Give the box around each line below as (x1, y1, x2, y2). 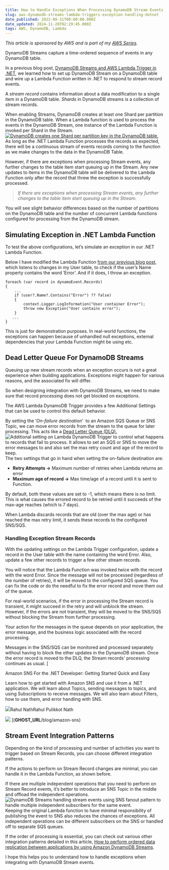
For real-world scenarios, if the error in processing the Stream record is (5, 598, 154, 604)
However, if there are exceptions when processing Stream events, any (5, 159, 151, 165)
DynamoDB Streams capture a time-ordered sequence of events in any (5, 50, 153, 56)
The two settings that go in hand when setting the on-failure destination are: (5, 455, 163, 461)
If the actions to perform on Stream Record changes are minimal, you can (5, 765, 158, 772)
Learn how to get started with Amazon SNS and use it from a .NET (5, 680, 143, 686)
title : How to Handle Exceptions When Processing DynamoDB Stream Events (5, 7, 164, 13)
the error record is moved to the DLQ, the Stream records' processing (5, 655, 150, 661)
